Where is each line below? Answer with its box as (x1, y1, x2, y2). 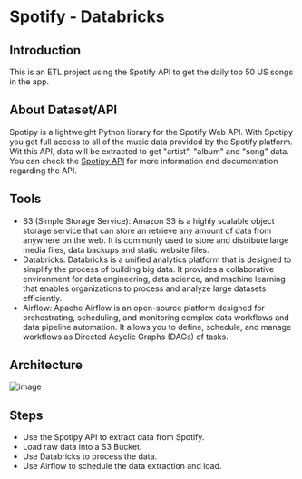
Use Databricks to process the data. (22, 451, 158, 462)
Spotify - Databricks (9, 6, 165, 27)
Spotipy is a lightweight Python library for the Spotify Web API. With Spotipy (9, 126, 293, 137)
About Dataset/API (9, 103, 118, 118)
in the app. (9, 76, 50, 87)
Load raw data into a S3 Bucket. (22, 442, 142, 453)
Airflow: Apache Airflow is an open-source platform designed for (22, 302, 266, 313)
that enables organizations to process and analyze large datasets (22, 283, 267, 294)
